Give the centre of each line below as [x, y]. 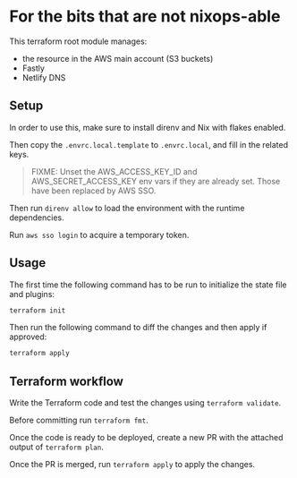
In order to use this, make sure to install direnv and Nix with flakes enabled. [148, 127]
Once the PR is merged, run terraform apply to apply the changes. [132, 465]
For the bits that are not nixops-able [145, 17]
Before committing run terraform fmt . [79, 420]
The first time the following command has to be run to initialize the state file [148, 285]
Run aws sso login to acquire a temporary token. [99, 235]
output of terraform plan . [57, 447]
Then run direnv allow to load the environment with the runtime [127, 208]
